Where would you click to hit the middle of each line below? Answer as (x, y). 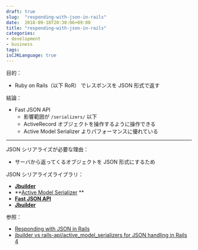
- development (24, 39)
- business (19, 45)
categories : (21, 34)
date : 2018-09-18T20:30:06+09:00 (49, 22)
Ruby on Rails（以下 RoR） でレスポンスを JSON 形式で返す (87, 85)
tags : (13, 50)
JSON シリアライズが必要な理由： (47, 149)
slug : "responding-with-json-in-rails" (57, 17)
